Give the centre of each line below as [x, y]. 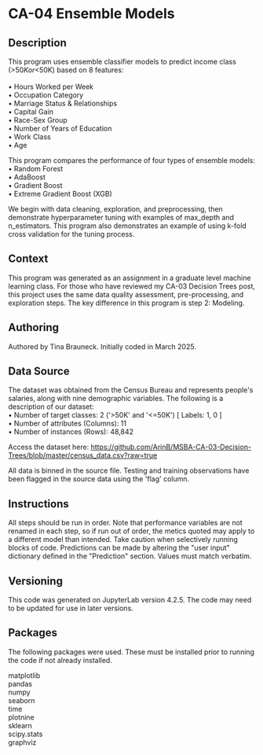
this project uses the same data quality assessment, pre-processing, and [126, 294]
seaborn [22, 700]
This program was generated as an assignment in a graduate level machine [130, 278]
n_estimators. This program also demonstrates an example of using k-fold [128, 226]
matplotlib [24, 675]
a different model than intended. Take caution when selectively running [123, 540]
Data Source [39, 372]
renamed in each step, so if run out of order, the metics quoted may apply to [131, 531]
